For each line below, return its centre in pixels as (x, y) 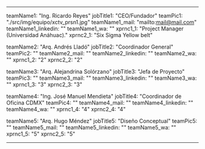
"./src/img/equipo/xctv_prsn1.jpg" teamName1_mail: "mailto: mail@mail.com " (102, 22)
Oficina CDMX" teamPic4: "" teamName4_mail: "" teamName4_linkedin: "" (100, 103)
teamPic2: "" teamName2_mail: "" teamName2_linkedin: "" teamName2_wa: (102, 53)
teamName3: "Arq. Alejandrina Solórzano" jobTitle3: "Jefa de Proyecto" (95, 71)
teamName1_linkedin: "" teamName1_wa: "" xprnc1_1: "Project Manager (95, 29)
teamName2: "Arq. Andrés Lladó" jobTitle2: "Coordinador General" (90, 47)
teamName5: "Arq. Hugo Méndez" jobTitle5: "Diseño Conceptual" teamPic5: (102, 121)
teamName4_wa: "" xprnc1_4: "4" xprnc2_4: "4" (66, 109)
